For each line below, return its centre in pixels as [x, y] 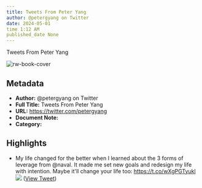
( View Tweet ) [40, 178]
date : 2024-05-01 [29, 23]
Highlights [27, 144]
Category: [29, 124]
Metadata [25, 83]
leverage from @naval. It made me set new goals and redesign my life [103, 164]
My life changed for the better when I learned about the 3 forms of [99, 158]
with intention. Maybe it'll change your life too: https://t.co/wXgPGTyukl [105, 171]
